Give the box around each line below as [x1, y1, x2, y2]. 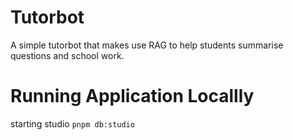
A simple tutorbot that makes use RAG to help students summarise [10, 39, 284, 51]
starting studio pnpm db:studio [10, 117, 135, 130]
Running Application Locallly [10, 85, 255, 108]
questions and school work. [10, 49, 125, 61]
